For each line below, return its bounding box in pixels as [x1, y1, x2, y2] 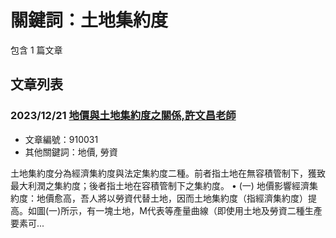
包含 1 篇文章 [10, 44, 63, 56]
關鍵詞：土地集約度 [10, 9, 169, 32]
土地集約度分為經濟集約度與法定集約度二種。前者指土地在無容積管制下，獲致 [10, 167, 326, 179]
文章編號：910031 [24, 133, 99, 145]
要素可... [10, 217, 45, 229]
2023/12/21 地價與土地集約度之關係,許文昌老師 [10, 109, 237, 123]
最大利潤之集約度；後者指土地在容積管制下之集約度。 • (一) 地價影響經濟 [10, 179, 310, 191]
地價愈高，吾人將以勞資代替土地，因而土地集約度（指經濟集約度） [36, 192, 308, 204]
